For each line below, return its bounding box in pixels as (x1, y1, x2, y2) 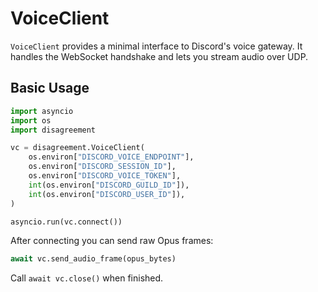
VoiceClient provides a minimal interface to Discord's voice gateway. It (10, 40, 303, 52)
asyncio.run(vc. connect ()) (10, 217, 123, 227)
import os (10, 115, 52, 126)
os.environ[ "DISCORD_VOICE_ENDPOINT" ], (28, 152, 195, 162)
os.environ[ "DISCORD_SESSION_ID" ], (28, 162, 177, 172)
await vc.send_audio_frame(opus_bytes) (10, 254, 177, 264)
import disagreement (10, 125, 97, 135)
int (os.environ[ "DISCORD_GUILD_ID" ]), (28, 180, 190, 190)
